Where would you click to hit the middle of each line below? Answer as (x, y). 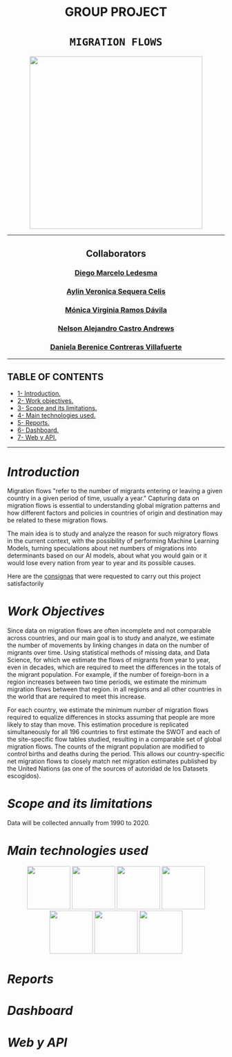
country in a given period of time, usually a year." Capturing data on (103, 498)
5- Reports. (33, 423)
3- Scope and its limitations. (57, 408)
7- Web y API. (37, 437)
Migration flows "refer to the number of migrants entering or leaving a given (115, 491)
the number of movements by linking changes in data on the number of (108, 645)
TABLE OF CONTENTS (55, 377)
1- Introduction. (39, 393)
